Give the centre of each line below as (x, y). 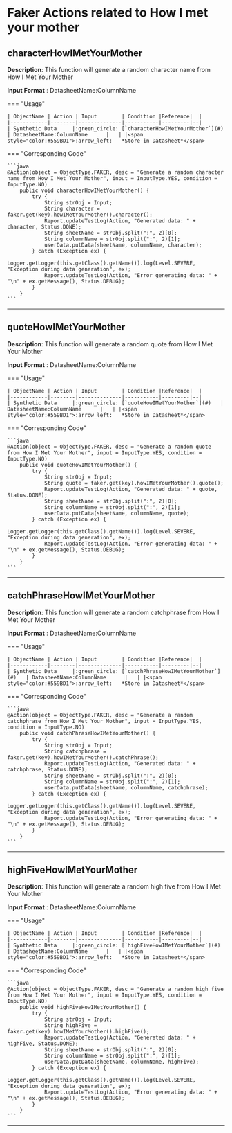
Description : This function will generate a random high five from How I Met (114, 886)
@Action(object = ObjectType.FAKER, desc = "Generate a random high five (116, 989)
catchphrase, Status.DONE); (48, 769)
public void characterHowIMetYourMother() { (85, 190)
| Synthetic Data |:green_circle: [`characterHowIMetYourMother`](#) (116, 129)
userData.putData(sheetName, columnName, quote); (117, 513)
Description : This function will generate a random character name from (109, 70)
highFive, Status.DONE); (43, 1044)
